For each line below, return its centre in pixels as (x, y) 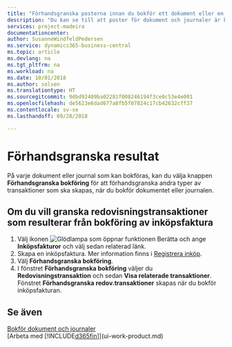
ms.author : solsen (33, 84)
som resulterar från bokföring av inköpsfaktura (110, 222)
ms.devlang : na (29, 59)
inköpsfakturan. (39, 290)
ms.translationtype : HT (41, 90)
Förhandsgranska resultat (83, 156)
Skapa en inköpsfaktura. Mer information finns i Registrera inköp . (109, 254)
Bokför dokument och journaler (51, 329)
